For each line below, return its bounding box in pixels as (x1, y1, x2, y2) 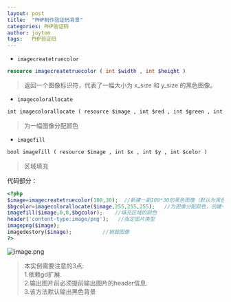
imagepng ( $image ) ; (7, 222, 60, 229)
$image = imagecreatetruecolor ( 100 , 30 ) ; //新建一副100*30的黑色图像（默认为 (7, 197, 215, 204)
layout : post (7, 10, 45, 17)
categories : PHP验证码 (7, 23, 69, 30)
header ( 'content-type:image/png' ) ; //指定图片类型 (7, 216, 155, 223)
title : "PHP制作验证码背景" (7, 17, 84, 23)
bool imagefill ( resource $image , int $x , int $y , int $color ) (7, 149, 208, 155)
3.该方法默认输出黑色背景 (23, 287, 96, 296)
